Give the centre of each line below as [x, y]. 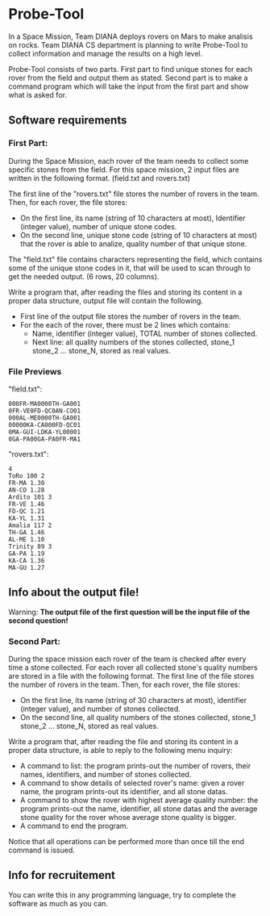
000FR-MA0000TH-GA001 [45, 404]
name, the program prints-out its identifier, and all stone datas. [124, 792]
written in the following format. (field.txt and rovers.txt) [100, 178]
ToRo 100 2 [27, 476]
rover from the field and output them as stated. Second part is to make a [128, 77]
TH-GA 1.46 [27, 532]
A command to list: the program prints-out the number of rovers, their [135, 766]
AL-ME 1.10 [27, 539]
